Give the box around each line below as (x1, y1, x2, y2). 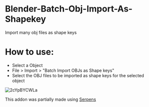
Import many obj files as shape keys (5, 29, 77, 35)
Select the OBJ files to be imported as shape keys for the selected (12, 72, 144, 78)
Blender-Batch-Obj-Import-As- (5, 3, 133, 14)
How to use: (5, 47, 54, 57)
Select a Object (12, 62, 43, 68)
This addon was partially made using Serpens (5, 96, 96, 102)
